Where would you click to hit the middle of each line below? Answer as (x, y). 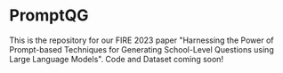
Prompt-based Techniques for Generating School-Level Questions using (141, 49)
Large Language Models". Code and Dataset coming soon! (117, 59)
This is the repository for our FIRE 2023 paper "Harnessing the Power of (141, 40)
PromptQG (49, 16)
